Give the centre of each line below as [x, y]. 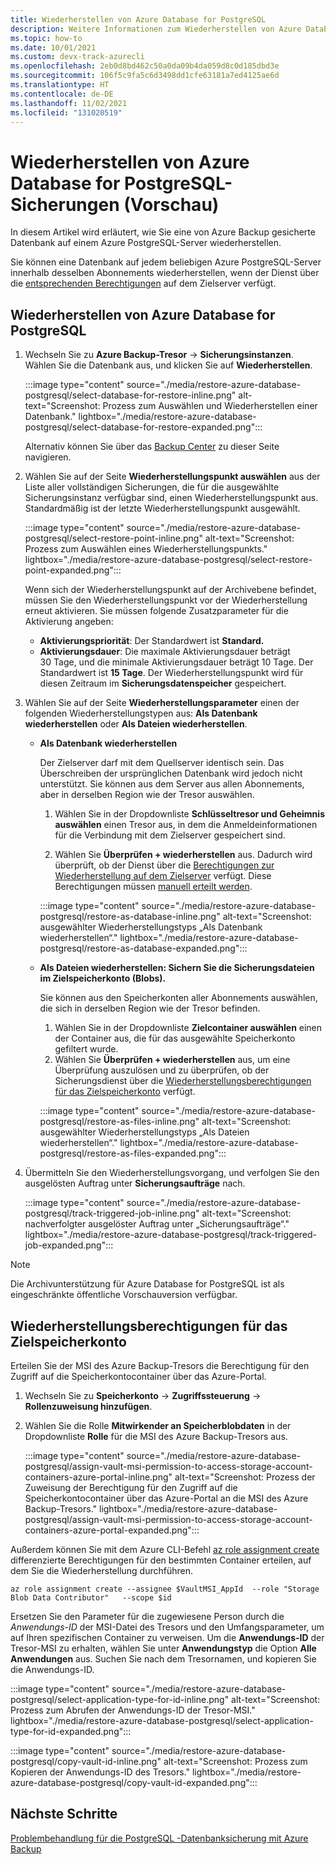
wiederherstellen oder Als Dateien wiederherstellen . [136, 724]
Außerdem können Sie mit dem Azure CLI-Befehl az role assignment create [165, 1549]
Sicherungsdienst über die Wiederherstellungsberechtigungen [183, 1081]
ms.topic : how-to [46, 38]
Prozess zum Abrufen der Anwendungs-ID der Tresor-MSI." [133, 1710]
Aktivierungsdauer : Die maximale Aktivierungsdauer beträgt [165, 652]
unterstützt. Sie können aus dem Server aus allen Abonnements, [172, 784]
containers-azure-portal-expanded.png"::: [112, 1530]
